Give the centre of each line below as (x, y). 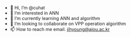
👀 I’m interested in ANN (35, 13)
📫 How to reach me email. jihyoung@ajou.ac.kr (60, 29)
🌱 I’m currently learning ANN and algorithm (55, 18)
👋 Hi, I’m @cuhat (27, 8)
